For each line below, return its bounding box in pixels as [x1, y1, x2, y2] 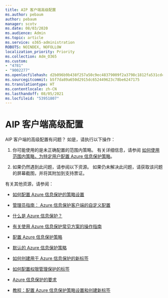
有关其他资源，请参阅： [5, 181, 53, 187]
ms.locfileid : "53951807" [5, 96, 59, 101]
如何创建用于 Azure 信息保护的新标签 [12, 255, 89, 261]
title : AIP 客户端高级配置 [5, 7, 56, 13]
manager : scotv [5, 21, 37, 27]
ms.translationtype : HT [5, 82, 55, 87]
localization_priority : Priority [5, 49, 75, 54]
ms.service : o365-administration [5, 40, 75, 45]
